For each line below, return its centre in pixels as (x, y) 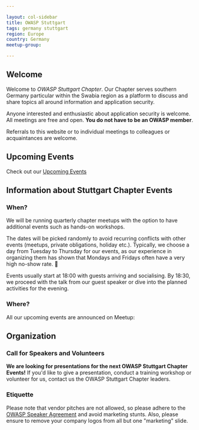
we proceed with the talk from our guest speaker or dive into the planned (97, 282)
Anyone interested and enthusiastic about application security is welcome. (98, 113)
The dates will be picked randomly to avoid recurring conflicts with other (96, 239)
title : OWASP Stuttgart (36, 23)
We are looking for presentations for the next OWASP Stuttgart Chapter (97, 366)
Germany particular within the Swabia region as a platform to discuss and (97, 95)
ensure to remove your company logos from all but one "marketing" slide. (97, 420)
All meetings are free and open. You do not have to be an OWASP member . (100, 120)
